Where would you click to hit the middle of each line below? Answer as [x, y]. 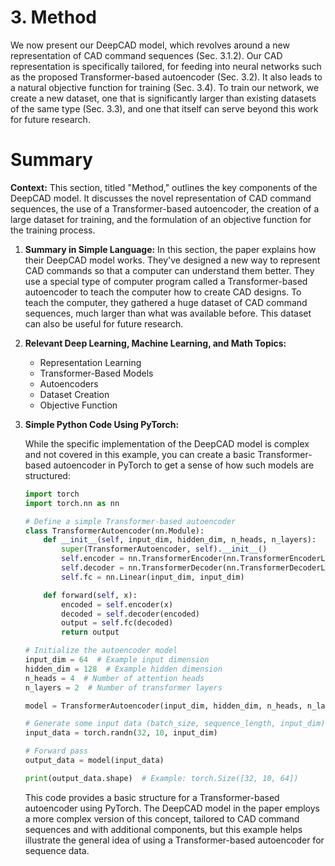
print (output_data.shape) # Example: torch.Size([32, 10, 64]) [161, 778]
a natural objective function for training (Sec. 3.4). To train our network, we [165, 87]
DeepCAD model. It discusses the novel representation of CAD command [161, 198]
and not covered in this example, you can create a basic [140, 454]
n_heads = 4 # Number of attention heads [114, 678]
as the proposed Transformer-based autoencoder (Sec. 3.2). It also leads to [166, 77]
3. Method [53, 17]
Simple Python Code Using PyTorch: [102, 424]
